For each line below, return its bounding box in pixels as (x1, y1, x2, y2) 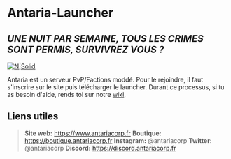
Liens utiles (7, 110, 59, 123)
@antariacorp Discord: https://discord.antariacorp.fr (24, 144, 176, 152)
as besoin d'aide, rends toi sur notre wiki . (7, 91, 126, 98)
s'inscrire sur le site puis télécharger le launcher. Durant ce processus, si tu (7, 83, 225, 91)
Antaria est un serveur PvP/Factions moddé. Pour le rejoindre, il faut (7, 75, 204, 84)
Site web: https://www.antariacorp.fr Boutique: (24, 129, 162, 137)
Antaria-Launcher (7, 5, 114, 21)
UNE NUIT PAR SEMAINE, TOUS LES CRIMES (7, 33, 204, 45)
